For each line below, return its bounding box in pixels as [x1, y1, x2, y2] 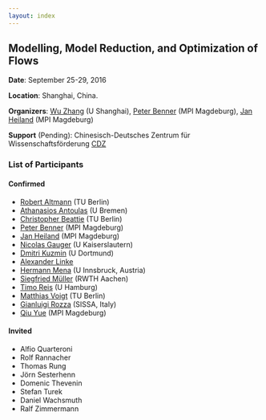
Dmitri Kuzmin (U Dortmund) [19, 248, 115, 258]
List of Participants [8, 159, 84, 170]
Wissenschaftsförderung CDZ [8, 139, 107, 149]
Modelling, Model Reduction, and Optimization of [8, 42, 259, 55]
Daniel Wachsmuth [19, 395, 83, 405]
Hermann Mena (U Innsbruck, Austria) [19, 265, 146, 275]
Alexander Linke [19, 256, 74, 266]
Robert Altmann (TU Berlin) [19, 197, 110, 206]
